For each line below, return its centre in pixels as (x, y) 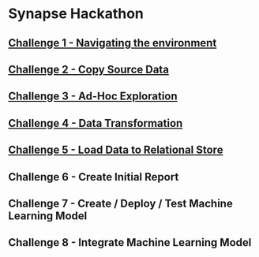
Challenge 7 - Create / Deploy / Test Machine (120, 203)
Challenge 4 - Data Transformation (96, 123)
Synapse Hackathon (76, 14)
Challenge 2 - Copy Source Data (89, 69)
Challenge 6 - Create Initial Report (94, 177)
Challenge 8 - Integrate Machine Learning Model (130, 242)
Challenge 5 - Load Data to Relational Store (116, 150)
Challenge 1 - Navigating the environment (113, 43)
